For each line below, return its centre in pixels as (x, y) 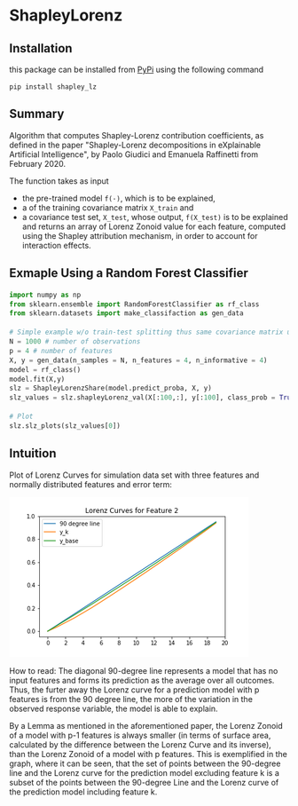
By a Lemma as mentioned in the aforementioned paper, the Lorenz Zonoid (146, 725)
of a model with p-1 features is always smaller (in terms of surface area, (140, 735)
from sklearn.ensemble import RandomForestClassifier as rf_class (134, 304)
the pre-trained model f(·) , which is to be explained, (118, 198)
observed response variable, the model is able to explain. (114, 708)
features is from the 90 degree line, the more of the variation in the (131, 699)
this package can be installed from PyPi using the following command (137, 69)
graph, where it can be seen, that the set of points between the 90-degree (145, 763)
